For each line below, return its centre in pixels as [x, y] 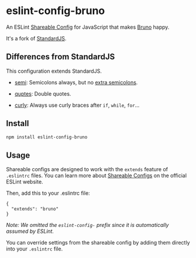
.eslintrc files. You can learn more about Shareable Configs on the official [97, 176]
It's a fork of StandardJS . [36, 38]
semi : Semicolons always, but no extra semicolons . [76, 82]
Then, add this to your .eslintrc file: [48, 193]
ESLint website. [25, 182]
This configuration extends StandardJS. [54, 71]
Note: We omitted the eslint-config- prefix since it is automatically [87, 225]
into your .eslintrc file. [35, 249]
